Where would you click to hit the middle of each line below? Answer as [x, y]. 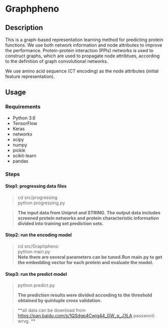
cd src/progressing [37, 197]
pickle [19, 150]
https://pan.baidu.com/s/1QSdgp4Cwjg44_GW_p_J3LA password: [86, 316]
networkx [23, 134]
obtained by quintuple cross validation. [60, 301]
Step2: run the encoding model [38, 235]
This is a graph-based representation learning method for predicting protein [84, 40]
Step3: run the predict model [36, 274]
